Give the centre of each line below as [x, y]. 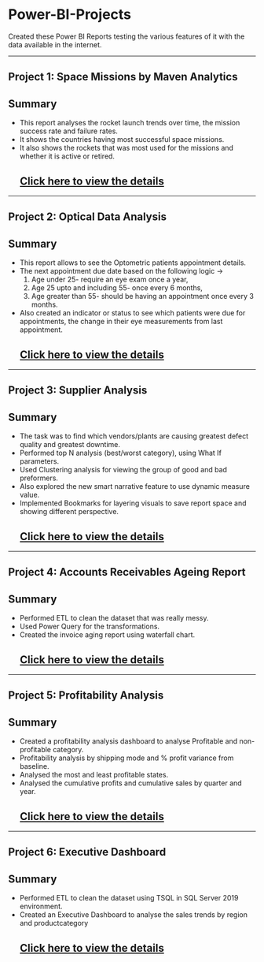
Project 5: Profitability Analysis [86, 695]
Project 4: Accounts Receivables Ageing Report [127, 572]
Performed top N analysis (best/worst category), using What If [121, 453]
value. [29, 495]
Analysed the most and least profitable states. [94, 775]
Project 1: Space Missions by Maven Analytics [123, 77]
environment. [41, 906]
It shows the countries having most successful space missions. [122, 140]
